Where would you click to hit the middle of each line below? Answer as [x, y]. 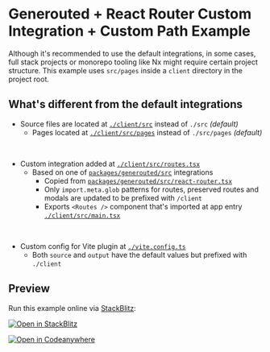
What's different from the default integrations [126, 104]
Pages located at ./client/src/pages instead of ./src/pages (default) [147, 132]
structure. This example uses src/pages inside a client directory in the [126, 70]
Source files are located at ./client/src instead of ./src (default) [129, 124]
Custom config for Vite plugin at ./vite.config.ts [103, 246]
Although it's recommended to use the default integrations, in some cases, [132, 53]
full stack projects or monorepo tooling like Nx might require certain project [133, 62]
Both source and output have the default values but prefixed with [139, 255]
